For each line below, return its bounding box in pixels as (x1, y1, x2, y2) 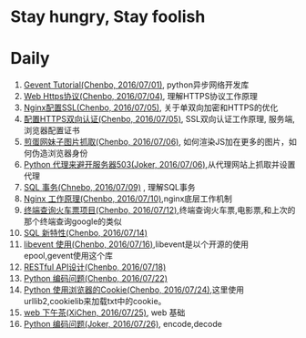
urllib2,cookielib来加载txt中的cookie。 (23, 296, 167, 307)
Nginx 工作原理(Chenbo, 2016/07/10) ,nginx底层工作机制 (23, 193, 233, 204)
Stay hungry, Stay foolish (10, 6, 206, 27)
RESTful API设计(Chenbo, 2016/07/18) (23, 261, 167, 272)
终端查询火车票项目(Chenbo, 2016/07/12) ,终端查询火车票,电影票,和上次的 (23, 205, 296, 216)
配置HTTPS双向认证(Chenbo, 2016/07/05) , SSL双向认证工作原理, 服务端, (23, 114, 295, 125)
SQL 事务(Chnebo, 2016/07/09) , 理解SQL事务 (23, 182, 196, 193)
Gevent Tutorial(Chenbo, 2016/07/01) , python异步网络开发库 (23, 79, 250, 90)
